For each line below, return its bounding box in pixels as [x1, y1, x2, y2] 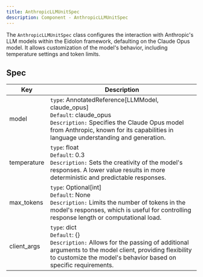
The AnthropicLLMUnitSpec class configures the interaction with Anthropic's [6, 31, 194, 38]
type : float [50, 143, 79, 151]
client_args [9, 242, 40, 250]
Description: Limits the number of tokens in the [50, 199, 186, 207]
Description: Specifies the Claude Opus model [50, 118, 184, 127]
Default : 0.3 [50, 151, 85, 159]
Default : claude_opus [50, 111, 112, 119]
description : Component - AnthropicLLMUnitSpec [6, 14, 129, 21]
